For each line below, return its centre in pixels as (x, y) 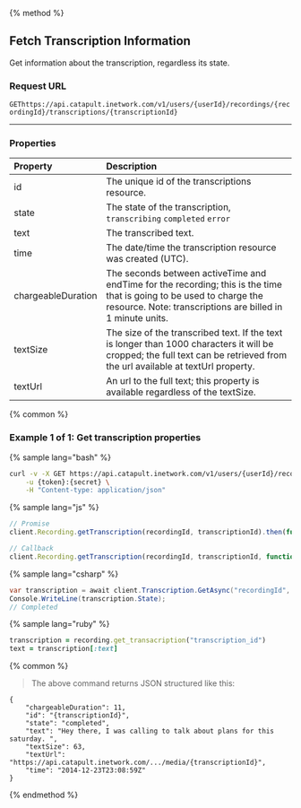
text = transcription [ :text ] (64, 649)
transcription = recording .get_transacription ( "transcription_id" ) (138, 640)
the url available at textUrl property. (181, 367)
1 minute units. (137, 318)
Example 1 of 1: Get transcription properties (105, 438)
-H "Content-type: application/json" (96, 491)
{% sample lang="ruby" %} (60, 624)
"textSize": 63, (56, 747)
